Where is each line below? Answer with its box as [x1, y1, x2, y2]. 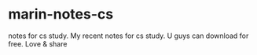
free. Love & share [8, 39, 68, 48]
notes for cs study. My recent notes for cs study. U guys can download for [8, 31, 249, 40]
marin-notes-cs [8, 5, 114, 23]
